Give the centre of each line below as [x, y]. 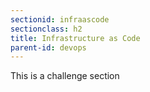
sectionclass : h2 [46, 29]
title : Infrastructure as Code [75, 38]
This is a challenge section [65, 76]
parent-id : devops [48, 47]
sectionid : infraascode [60, 19]
